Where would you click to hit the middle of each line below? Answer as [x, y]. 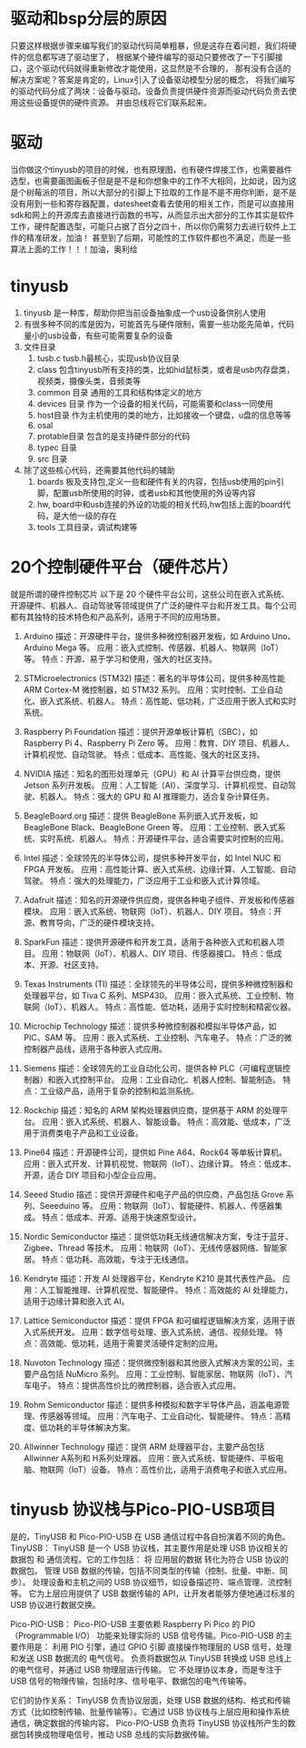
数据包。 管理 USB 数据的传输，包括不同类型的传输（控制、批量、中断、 [145, 1571]
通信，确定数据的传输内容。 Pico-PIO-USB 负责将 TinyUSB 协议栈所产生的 [149, 1723]
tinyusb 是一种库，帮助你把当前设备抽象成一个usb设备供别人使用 [145, 312]
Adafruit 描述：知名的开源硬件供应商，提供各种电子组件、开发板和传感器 [159, 899]
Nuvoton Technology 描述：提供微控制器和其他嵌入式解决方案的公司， [155, 1362]
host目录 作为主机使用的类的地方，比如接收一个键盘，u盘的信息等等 [164, 415]
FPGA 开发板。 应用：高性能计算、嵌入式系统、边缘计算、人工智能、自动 [159, 869]
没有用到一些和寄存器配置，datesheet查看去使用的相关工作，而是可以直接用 [152, 203]
